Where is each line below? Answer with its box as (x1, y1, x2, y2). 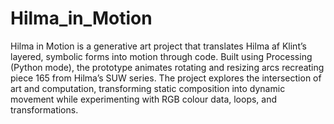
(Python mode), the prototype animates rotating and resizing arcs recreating (10, 61, 325, 73)
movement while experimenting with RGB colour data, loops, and (10, 93, 278, 105)
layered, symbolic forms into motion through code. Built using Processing (10, 50, 313, 62)
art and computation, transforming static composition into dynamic (10, 82, 286, 94)
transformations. (10, 103, 79, 116)
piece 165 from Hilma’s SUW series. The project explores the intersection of (10, 72, 322, 84)
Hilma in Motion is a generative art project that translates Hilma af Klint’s (10, 40, 307, 52)
